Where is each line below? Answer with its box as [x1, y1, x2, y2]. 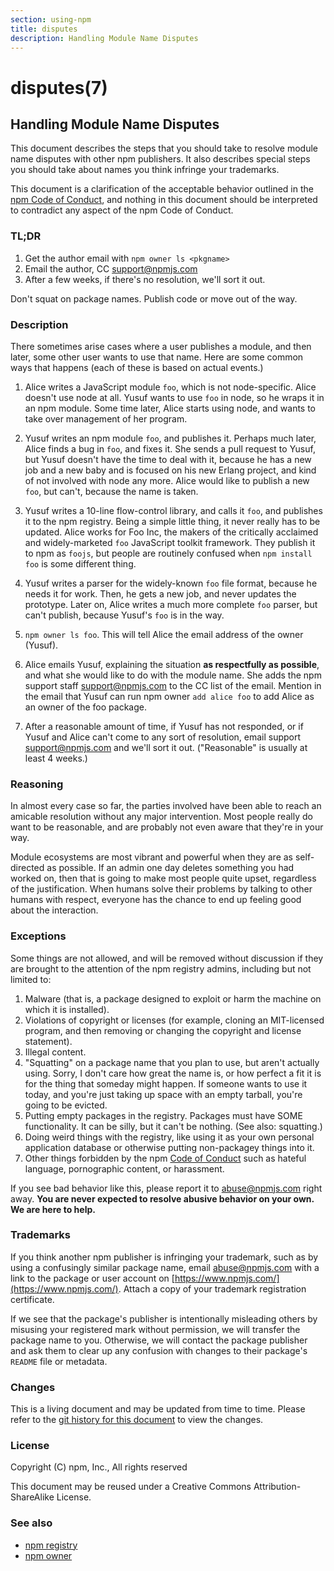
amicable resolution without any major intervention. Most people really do [10, 811, 313, 823]
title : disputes [10, 24, 78, 34]
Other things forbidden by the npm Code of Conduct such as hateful [24, 1152, 307, 1164]
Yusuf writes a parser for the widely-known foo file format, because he [24, 577, 318, 589]
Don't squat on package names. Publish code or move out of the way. [10, 292, 298, 305]
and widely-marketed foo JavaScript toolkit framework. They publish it [24, 536, 316, 548]
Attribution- [253, 1481, 302, 1493]
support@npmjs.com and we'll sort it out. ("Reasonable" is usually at [24, 741, 308, 753]
